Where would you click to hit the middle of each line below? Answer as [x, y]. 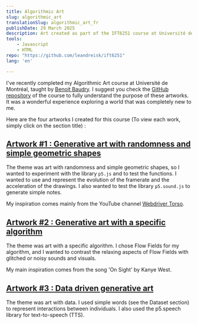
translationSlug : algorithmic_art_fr [52, 22]
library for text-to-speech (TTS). [45, 315]
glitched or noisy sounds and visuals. [51, 258]
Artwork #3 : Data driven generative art [80, 288]
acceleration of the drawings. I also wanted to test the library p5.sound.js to [98, 186]
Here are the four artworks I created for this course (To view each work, [93, 119]
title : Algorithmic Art [35, 11]
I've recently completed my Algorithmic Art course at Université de [87, 82]
